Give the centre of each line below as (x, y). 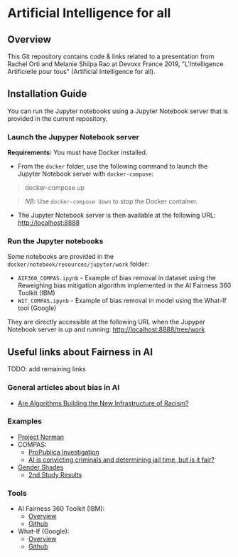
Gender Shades (40, 467)
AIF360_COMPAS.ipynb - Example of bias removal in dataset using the (117, 278)
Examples (25, 421)
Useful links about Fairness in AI (80, 352)
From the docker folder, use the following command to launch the (113, 166)
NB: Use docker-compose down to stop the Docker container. (111, 201)
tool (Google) (37, 308)
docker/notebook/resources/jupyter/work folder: (78, 264)
